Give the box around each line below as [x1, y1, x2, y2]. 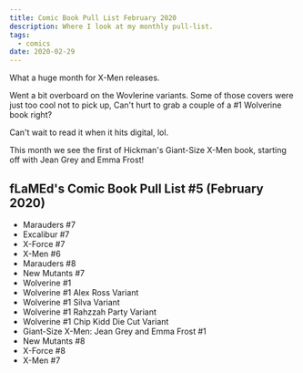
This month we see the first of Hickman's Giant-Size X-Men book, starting [9, 145, 287, 156]
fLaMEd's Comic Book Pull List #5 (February [9, 181, 264, 196]
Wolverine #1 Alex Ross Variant [22, 286, 139, 297]
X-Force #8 [22, 345, 66, 356]
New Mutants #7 [22, 267, 85, 278]
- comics [17, 38, 51, 48]
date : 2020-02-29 [9, 47, 76, 57]
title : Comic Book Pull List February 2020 [9, 13, 177, 23]
